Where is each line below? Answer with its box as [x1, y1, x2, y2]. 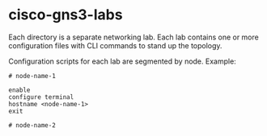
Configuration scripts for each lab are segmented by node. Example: [8, 56, 236, 66]
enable [8, 86, 31, 94]
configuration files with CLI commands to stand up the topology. [8, 40, 222, 50]
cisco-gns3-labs [8, 6, 123, 24]
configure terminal [8, 93, 74, 101]
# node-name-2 [8, 121, 57, 130]
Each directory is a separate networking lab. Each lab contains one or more [8, 32, 259, 42]
